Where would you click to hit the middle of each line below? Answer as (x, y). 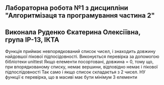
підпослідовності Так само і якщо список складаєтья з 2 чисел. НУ (75, 72)
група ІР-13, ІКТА (32, 40)
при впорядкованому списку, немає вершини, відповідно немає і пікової (82, 67)
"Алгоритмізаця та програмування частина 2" (80, 16)
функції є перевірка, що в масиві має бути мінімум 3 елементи (71, 77)
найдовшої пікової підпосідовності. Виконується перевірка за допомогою (82, 57)
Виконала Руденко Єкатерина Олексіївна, (73, 32)
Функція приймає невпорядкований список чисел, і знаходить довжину (80, 51)
